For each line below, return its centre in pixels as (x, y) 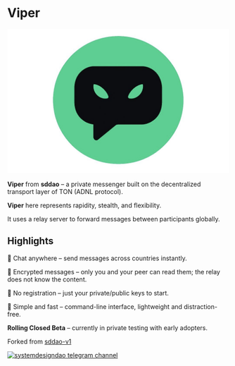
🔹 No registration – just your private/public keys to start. (88, 293)
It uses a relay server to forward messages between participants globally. (114, 219)
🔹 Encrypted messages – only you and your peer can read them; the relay (114, 272)
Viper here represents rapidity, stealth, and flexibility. (84, 205)
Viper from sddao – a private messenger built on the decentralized (104, 184)
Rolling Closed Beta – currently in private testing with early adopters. (108, 328)
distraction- (201, 306)
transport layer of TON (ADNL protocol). (65, 191)
